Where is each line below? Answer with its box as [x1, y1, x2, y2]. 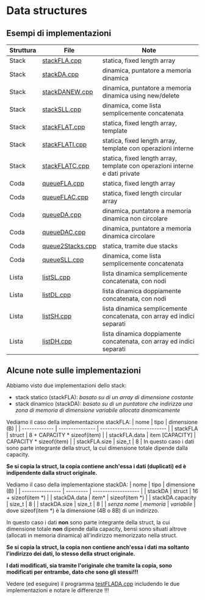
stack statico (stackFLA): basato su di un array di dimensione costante [15, 393, 193, 400]
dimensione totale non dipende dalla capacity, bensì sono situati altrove [6, 525, 187, 532]
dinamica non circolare [102, 214, 168, 223]
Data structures [6, 4, 87, 18]
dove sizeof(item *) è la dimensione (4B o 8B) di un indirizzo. [6, 507, 160, 514]
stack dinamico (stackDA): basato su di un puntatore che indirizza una [15, 400, 193, 407]
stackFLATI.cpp [41, 140, 87, 148]
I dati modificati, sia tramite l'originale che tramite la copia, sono [6, 562, 172, 569]
